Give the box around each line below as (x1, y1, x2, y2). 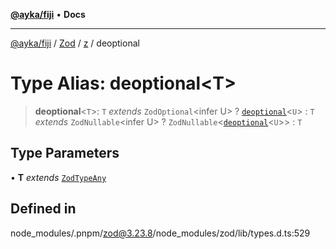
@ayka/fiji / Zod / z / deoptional (10, 37, 140, 49)
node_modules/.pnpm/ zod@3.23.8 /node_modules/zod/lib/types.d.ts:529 (10, 227, 311, 239)
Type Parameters (10, 145, 120, 162)
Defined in (10, 200, 77, 218)
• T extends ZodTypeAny (10, 171, 107, 183)
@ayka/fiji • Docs (10, 9, 86, 20)
